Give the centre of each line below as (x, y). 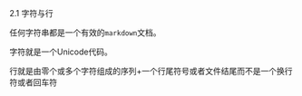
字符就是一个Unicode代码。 (61, 52)
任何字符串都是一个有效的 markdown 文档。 (85, 33)
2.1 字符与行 (31, 13)
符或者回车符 (33, 82)
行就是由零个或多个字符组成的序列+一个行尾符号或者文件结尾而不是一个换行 (151, 71)
